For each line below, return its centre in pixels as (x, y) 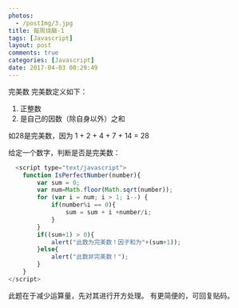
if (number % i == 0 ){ (83, 205)
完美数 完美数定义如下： (48, 91)
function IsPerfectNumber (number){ (82, 175)
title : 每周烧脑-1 (37, 30)
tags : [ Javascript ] (41, 38)
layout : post (30, 46)
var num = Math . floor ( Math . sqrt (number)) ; (105, 190)
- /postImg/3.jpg (44, 23)
